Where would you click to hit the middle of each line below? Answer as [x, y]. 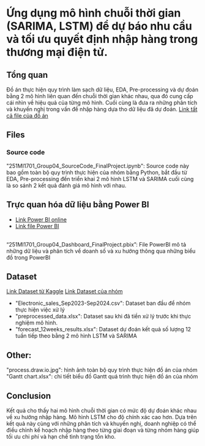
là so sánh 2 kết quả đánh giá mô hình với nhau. [66, 185]
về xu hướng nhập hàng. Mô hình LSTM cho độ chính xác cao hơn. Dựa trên [102, 417]
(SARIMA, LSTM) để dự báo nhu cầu [99, 26]
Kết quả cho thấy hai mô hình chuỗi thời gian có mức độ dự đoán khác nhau [102, 410]
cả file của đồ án [28, 116]
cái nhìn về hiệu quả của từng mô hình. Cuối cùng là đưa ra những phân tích [102, 102]
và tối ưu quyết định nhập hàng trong [102, 39]
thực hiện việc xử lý [40, 310]
